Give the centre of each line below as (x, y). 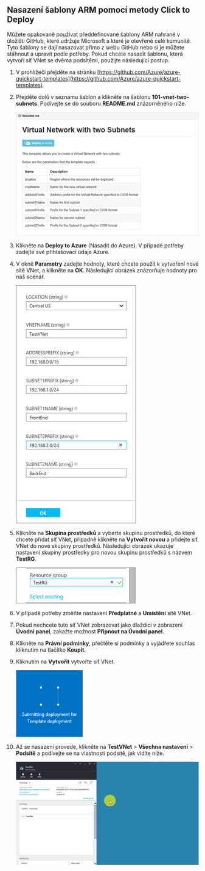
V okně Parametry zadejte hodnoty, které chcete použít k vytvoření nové (107, 264)
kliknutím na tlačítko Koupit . (50, 649)
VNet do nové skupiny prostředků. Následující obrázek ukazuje (95, 545)
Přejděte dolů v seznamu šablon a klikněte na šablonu (83, 97)
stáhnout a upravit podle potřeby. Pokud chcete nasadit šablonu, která (95, 54)
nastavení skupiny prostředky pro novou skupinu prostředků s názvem (104, 552)
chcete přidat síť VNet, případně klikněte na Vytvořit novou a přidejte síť (107, 539)
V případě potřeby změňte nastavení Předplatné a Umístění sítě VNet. (104, 613)
